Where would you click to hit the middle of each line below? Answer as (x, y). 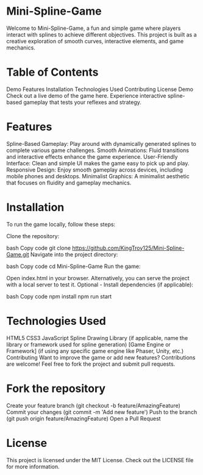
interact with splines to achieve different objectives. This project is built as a (101, 34)
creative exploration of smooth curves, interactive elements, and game (95, 41)
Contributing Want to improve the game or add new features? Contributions (101, 357)
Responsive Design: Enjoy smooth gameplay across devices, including (94, 170)
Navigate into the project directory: (74, 254)
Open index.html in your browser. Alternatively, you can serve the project (98, 278)
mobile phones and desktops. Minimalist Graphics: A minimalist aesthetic (98, 176)
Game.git (18, 254)
